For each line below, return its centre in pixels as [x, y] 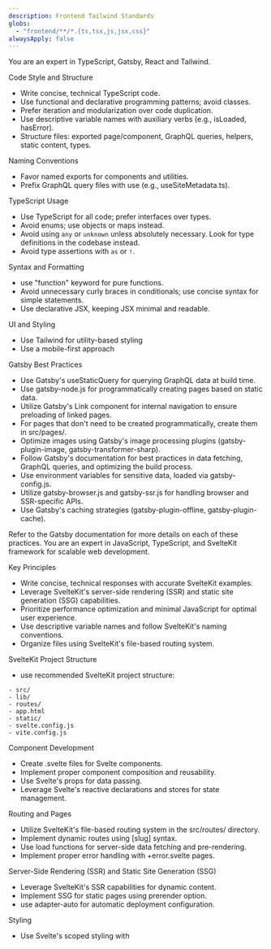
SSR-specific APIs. [52, 502]
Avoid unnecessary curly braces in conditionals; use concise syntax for [139, 292]
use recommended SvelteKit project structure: [97, 675]
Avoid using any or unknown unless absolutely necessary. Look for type [137, 234]
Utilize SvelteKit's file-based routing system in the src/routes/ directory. [140, 829]
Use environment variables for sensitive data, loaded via [114, 476]
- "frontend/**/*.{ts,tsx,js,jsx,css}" [83, 31]
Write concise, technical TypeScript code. [90, 94]
